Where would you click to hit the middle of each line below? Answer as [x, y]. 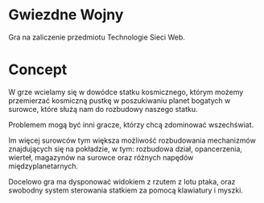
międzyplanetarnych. [43, 166]
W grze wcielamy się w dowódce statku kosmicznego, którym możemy [126, 92]
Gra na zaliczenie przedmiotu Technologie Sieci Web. [97, 37]
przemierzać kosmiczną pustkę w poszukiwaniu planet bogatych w [120, 100]
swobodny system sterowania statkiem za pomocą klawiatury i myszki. [126, 190]
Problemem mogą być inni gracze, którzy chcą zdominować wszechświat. [131, 124]
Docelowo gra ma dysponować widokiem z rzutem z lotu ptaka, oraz [122, 181]
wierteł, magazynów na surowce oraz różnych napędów [101, 157]
